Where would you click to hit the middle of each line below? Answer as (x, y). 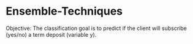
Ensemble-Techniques (64, 11)
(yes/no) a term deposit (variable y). (51, 34)
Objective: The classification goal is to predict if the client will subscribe (96, 28)
